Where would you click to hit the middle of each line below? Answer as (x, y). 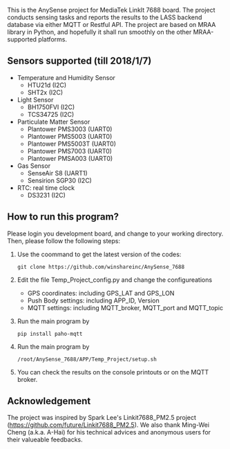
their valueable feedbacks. (45, 440)
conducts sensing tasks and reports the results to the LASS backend (105, 17)
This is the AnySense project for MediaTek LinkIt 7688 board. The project (111, 10)
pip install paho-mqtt (50, 334)
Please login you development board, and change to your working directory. (115, 233)
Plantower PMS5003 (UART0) (70, 136)
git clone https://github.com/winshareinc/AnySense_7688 (101, 267)
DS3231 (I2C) (46, 195)
